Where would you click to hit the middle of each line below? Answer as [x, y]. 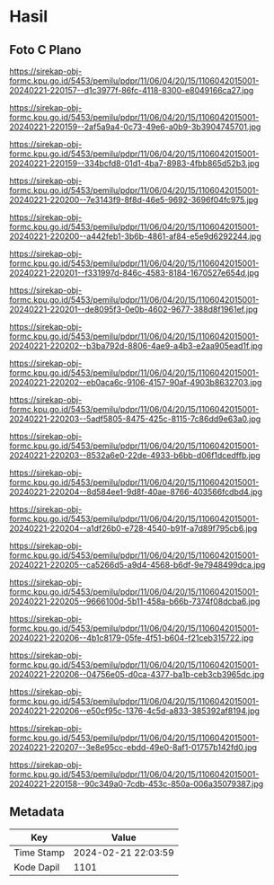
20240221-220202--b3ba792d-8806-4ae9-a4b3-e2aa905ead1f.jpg [136, 346]
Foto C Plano [45, 50]
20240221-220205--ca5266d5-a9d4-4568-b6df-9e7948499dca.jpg [137, 565]
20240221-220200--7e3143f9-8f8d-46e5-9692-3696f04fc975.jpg [134, 200]
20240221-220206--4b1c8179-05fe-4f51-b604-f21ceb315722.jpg [132, 638]
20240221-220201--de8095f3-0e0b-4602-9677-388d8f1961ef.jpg [134, 309]
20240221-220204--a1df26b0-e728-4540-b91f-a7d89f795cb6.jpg [133, 528]
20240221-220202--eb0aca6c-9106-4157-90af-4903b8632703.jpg [136, 382]
